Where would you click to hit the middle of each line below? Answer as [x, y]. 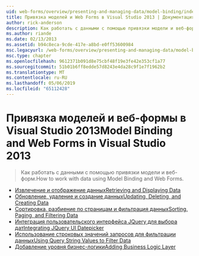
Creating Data [32, 203]
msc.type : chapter [29, 56]
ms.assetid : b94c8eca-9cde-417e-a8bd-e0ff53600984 [70, 45]
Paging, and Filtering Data [46, 215]
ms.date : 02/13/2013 [32, 39]
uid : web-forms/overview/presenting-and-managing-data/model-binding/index [102, 12]
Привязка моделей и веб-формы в [96, 118]
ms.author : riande [29, 34]
